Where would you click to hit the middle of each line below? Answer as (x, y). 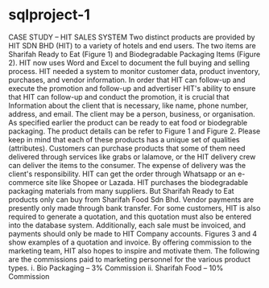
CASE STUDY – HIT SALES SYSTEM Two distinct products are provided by (132, 37)
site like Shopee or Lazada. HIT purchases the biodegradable (147, 182)
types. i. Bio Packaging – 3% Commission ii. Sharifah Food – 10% (116, 268)
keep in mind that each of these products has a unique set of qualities (124, 139)
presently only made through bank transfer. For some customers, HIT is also (134, 208)
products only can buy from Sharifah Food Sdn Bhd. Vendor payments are (131, 200)
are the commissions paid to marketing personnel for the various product (130, 259)
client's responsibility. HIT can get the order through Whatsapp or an (122, 174)
